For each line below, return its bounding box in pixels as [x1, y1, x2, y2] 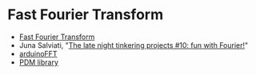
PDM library [18, 57, 59, 67]
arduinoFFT [18, 49, 58, 58]
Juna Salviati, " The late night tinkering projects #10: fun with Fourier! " [18, 40, 249, 49]
